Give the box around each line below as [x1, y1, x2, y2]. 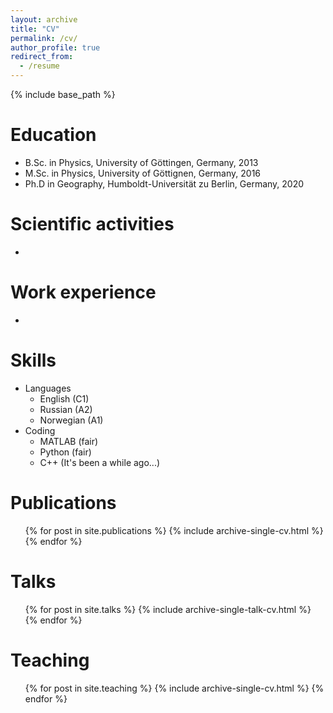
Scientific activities [10, 213, 175, 236]
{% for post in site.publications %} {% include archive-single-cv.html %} [24, 524, 324, 536]
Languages [24, 382, 72, 394]
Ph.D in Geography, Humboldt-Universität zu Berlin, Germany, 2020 [24, 177, 305, 190]
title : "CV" [10, 24, 60, 34]
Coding [24, 424, 56, 436]
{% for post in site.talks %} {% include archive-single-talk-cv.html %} [24, 603, 312, 615]
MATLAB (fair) [39, 435, 99, 447]
